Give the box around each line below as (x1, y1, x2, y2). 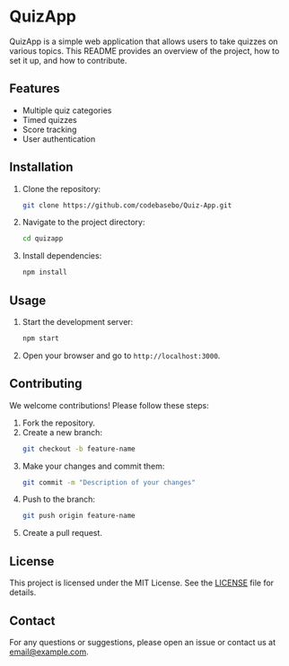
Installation (9, 160, 74, 175)
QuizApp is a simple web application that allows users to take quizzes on (9, 36, 278, 47)
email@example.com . (9, 646, 90, 657)
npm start (22, 334, 60, 343)
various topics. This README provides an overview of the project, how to (9, 45, 280, 56)
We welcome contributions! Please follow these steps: (9, 399, 209, 410)
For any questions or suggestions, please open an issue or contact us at (9, 636, 276, 647)
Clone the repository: (22, 183, 101, 194)
